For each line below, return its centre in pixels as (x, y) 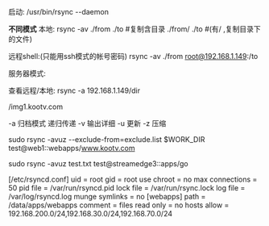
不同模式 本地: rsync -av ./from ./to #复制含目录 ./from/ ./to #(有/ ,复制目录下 (134, 29)
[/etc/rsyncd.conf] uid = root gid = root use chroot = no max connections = (133, 179)
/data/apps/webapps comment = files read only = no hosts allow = (119, 205)
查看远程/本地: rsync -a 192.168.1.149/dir (74, 90)
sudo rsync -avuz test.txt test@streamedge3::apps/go (98, 163)
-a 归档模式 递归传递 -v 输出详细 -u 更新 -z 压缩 (87, 123)
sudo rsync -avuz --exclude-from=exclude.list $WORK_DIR (107, 139)
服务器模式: (27, 73)
